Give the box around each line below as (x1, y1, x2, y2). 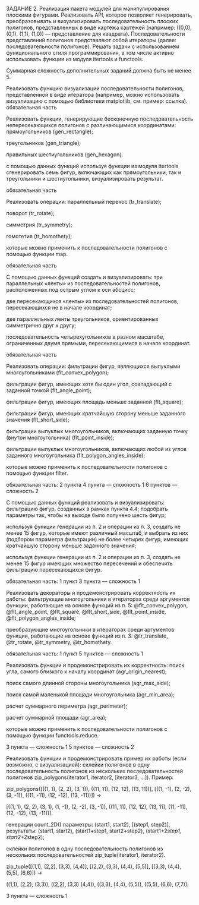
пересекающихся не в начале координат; (6, 304, 112, 311)
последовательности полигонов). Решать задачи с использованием (6, 43, 179, 50)
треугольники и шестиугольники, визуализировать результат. (6, 175, 163, 182)
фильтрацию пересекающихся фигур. (6, 566, 102, 573)
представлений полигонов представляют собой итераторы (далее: (6, 37, 177, 43)
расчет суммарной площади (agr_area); (6, 714, 107, 721)
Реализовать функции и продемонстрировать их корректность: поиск (6, 662, 185, 668)
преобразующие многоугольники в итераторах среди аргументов (6, 626, 175, 633)
